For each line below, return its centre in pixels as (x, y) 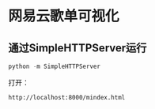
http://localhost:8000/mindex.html (67, 97)
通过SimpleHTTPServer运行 (77, 48)
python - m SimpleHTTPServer (55, 66)
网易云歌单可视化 (64, 16)
